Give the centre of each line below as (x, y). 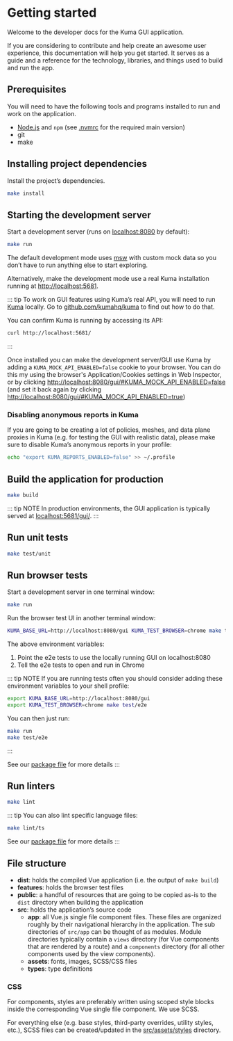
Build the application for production (86, 479)
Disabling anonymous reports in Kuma (73, 414)
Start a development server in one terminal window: (81, 592)
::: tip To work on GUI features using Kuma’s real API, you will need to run (112, 300)
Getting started (52, 13)
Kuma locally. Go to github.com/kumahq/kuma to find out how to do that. (111, 307)
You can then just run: (38, 718)
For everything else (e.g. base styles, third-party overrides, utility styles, (110, 1023)
